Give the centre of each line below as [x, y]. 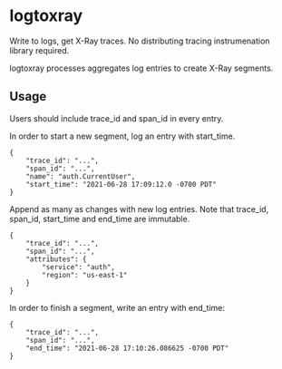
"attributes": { [57, 259]
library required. [39, 50]
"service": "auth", [79, 267]
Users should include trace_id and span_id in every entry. [117, 118]
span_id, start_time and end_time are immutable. [100, 218]
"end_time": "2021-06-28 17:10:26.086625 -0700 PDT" [127, 348]
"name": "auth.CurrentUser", [81, 176]
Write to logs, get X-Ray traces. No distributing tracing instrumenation [140, 41]
